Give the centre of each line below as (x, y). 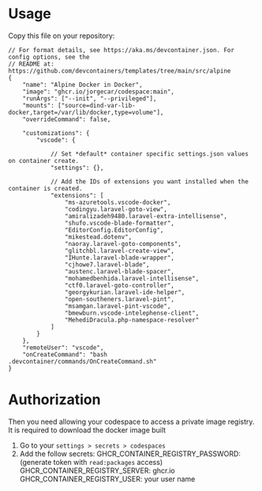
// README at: (32, 64)
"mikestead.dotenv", (98, 237)
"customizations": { (56, 133)
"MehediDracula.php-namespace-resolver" (132, 320)
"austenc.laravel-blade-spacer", (120, 271)
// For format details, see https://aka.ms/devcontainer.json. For (122, 50)
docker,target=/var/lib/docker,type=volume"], (86, 112)
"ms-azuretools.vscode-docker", (118, 202)
